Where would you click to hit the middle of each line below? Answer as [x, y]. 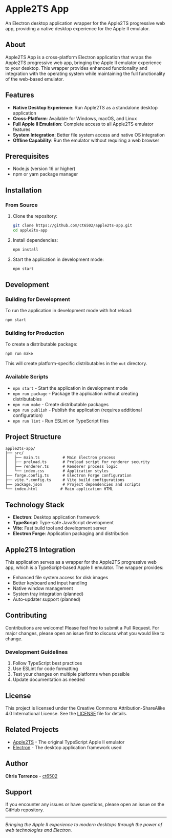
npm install [25, 250]
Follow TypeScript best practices [47, 663]
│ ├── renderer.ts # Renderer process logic [61, 467]
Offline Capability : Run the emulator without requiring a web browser [86, 140]
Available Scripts [27, 377]
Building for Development [38, 299]
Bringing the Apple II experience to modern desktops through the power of [84, 825]
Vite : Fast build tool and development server [60, 528]
